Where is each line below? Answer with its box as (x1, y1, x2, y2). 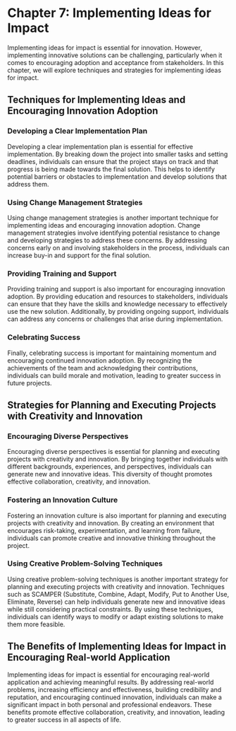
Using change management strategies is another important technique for (7, 214, 219, 222)
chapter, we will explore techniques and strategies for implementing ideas (7, 66, 222, 74)
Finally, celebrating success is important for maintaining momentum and (7, 349, 217, 357)
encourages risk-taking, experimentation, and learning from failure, (7, 526, 202, 534)
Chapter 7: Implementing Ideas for (7, 5, 211, 21)
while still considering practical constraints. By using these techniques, (7, 604, 213, 613)
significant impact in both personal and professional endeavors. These (7, 700, 212, 708)
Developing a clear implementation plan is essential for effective (7, 142, 194, 151)
